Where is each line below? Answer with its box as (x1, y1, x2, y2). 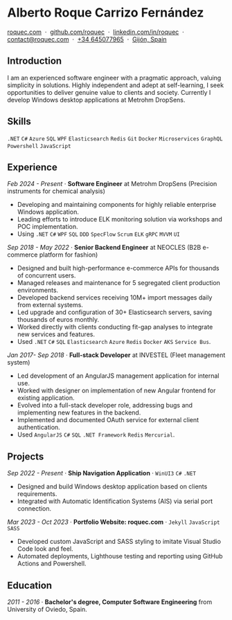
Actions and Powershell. (17, 559, 87, 568)
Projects (7, 450, 44, 462)
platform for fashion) (39, 250, 98, 259)
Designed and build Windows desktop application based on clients (17, 482, 208, 491)
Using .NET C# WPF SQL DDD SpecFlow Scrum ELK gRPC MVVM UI (17, 230, 180, 238)
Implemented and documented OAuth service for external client (17, 416, 199, 424)
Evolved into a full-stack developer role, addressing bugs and (17, 401, 193, 410)
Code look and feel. (17, 545, 74, 553)
